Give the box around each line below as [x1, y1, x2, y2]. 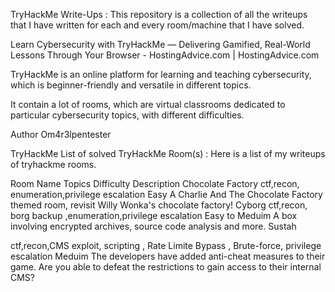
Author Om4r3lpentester [10, 129, 112, 140]
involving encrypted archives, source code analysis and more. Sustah [10, 220, 297, 232]
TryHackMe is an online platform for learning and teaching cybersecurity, [10, 69, 312, 80]
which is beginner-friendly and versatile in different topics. [10, 79, 252, 91]
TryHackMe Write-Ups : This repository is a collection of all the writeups [10, 9, 308, 20]
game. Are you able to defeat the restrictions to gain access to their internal [10, 261, 322, 273]
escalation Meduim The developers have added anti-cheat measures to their [10, 250, 326, 262]
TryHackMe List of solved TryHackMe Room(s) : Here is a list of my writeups [10, 148, 326, 159]
